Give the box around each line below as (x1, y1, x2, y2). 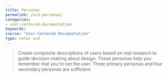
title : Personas (5, 7, 40, 13)
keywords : (5, 27, 27, 32)
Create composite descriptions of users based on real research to (17, 49, 157, 56)
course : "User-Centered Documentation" (5, 31, 91, 36)
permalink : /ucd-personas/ (5, 12, 63, 17)
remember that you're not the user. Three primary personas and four (17, 61, 163, 67)
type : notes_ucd (5, 36, 40, 41)
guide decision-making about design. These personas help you (17, 55, 152, 61)
